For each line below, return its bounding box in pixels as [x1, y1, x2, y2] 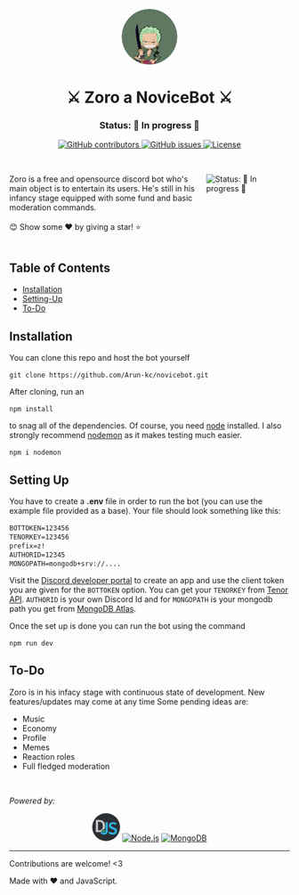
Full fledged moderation [21, 761, 110, 771]
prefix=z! [9, 541, 46, 550]
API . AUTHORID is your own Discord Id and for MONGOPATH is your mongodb [9, 593, 273, 605]
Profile [21, 732, 47, 743]
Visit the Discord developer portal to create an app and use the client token [9, 574, 285, 585]
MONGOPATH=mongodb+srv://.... [9, 559, 122, 568]
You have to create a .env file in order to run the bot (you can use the [9, 495, 263, 507]
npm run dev [9, 639, 53, 647]
